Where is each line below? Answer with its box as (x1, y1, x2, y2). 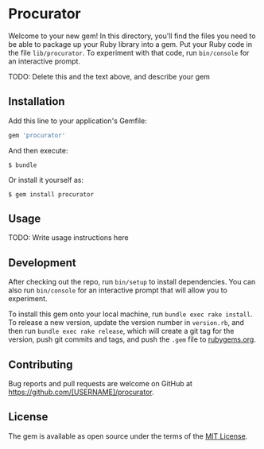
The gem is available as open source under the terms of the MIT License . (8, 431, 248, 441)
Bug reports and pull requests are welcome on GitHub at (8, 379, 193, 389)
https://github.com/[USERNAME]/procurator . (8, 387, 154, 397)
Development (8, 256, 77, 269)
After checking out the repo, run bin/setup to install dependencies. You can (8, 277, 256, 287)
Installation (8, 95, 65, 108)
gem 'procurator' (8, 131, 66, 139)
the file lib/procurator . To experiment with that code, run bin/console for (8, 48, 250, 57)
